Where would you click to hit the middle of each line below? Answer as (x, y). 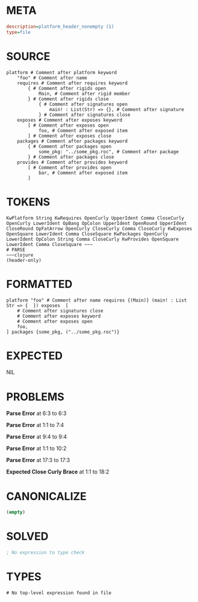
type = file (19, 32)
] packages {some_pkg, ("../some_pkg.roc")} (63, 332)
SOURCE (28, 56)
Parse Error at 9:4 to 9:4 (37, 437)
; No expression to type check (45, 553)
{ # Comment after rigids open (67, 88)
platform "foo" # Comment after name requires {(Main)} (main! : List (97, 300)
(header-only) (24, 260)
